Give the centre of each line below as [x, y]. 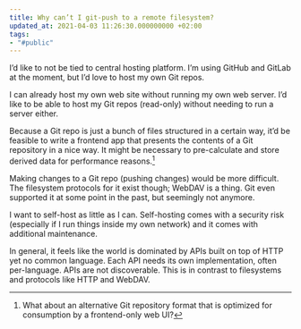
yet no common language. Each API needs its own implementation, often [143, 260]
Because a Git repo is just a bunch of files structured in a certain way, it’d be [150, 131]
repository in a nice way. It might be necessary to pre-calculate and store [144, 150]
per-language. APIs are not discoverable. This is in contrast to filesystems [146, 270]
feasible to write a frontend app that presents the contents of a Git [131, 140]
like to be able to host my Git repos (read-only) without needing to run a [142, 105]
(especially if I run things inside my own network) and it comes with [133, 224]
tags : [19, 34]
